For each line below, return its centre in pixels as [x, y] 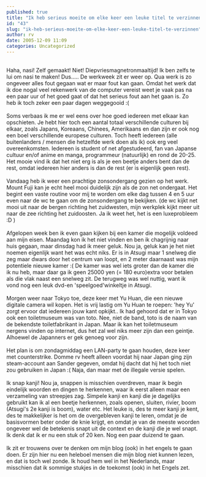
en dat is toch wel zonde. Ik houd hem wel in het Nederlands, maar [91, 461]
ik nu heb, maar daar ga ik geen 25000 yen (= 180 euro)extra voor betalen [100, 272]
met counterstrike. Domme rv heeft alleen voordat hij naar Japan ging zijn [99, 357]
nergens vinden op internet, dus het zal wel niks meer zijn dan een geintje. [100, 330]
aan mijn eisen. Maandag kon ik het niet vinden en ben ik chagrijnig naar [97, 239]
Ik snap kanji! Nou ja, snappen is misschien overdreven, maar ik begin [94, 383]
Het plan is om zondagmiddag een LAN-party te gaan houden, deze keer [98, 350]
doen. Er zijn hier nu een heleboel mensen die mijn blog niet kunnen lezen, [100, 454]
